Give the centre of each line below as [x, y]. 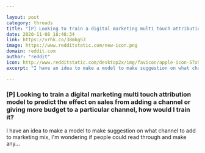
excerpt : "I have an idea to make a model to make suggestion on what [98, 68]
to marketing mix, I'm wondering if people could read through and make [96, 137]
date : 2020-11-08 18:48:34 [41, 34]
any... [13, 143]
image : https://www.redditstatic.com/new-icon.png [72, 46]
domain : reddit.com [31, 51]
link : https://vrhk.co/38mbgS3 [46, 40]
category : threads [30, 23]
